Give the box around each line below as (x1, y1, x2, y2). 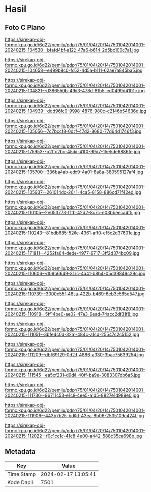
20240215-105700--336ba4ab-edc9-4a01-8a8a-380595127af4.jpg (5, 169, 143, 175)
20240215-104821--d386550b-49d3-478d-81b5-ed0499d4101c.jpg (5, 88, 145, 93)
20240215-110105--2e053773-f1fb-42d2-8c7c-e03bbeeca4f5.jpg (5, 210, 140, 215)
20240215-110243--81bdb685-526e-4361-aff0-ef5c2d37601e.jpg (5, 230, 141, 236)
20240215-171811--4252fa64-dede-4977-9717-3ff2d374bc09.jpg (5, 250, 140, 256)
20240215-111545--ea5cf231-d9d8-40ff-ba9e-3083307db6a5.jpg (5, 372, 141, 378)
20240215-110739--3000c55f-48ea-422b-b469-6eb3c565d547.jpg (5, 291, 145, 297)
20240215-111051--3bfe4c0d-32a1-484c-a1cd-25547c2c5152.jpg (5, 331, 139, 337)
